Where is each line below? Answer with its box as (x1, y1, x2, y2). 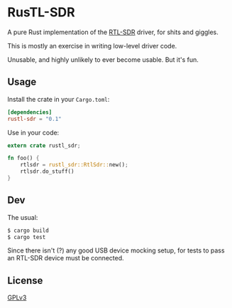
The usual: (7, 213, 38, 221)
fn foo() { (7, 154, 40, 162)
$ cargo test (7, 233, 46, 240)
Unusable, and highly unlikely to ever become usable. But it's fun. (7, 55, 199, 64)
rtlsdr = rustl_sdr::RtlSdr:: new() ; (20, 161, 129, 169)
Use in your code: (7, 128, 60, 137)
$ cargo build (7, 227, 50, 234)
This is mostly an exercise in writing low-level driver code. (7, 41, 177, 50)
